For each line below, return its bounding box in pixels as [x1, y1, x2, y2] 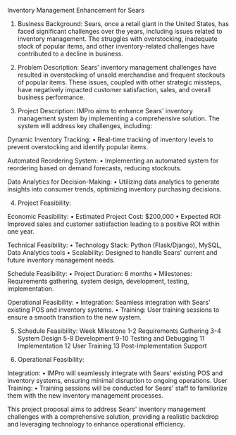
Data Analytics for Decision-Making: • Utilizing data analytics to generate [7, 177, 220, 186]
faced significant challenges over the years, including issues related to [17, 27, 223, 35]
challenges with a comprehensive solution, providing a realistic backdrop [7, 412, 219, 421]
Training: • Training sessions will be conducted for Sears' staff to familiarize [7, 384, 228, 392]
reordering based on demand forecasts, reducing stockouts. [7, 164, 182, 172]
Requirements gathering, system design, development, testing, [7, 277, 190, 285]
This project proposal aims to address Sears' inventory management [7, 405, 206, 413]
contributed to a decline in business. [17, 49, 123, 58]
